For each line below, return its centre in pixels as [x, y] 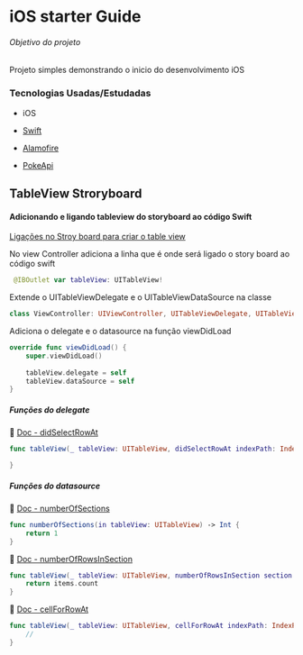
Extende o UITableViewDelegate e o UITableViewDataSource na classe [141, 297]
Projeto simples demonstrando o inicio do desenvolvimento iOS [127, 70]
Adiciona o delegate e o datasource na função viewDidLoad [120, 332]
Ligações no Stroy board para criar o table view [98, 237]
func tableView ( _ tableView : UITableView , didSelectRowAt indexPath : [143, 449]
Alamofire [41, 148]
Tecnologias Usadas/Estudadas [80, 94]
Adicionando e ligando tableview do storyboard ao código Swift [131, 216]
